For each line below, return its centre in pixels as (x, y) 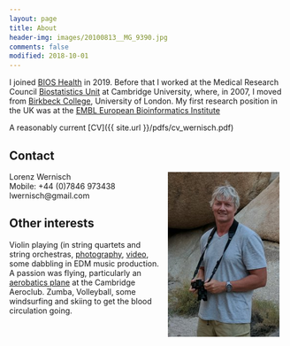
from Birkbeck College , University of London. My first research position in (144, 101)
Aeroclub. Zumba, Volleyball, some (72, 291)
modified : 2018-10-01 (49, 56)
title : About (33, 28)
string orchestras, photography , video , (79, 254)
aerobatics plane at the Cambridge (72, 282)
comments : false (39, 47)
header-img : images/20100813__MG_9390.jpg (88, 37)
